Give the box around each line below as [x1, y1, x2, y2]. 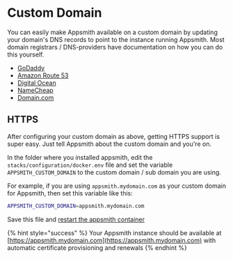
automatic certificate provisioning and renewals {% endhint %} [7, 243, 188, 252]
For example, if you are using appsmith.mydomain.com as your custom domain [7, 182, 226, 190]
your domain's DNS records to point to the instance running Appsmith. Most [7, 35, 225, 43]
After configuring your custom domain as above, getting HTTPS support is [7, 132, 220, 140]
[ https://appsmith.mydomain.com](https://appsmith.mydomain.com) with [7, 236, 216, 244]
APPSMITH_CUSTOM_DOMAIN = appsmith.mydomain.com [7, 202, 145, 209]
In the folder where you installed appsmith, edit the [7, 153, 153, 161]
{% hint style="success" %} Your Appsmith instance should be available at [7, 228, 222, 237]
